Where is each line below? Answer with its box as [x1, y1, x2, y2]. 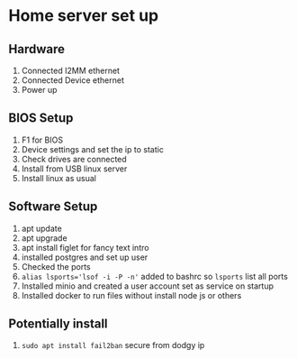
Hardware [8, 41, 65, 57]
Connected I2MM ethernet [21, 65, 121, 76]
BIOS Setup [8, 110, 74, 126]
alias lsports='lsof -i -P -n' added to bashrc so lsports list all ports [21, 271, 289, 281]
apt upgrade [21, 232, 68, 244]
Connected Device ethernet [21, 75, 125, 86]
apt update [21, 223, 62, 234]
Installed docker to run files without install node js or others [21, 290, 242, 300]
